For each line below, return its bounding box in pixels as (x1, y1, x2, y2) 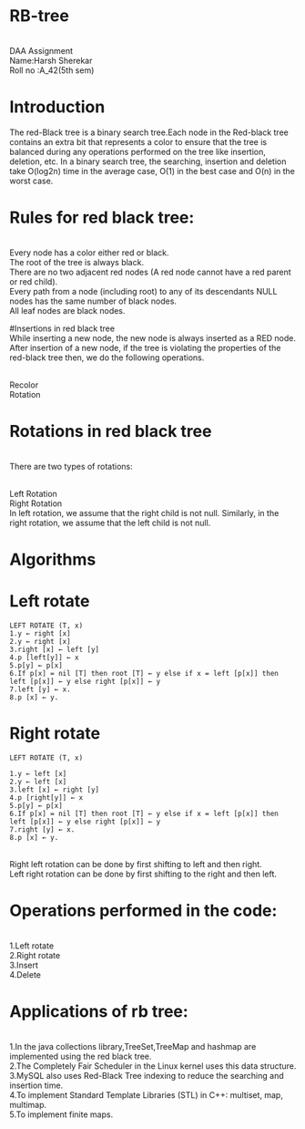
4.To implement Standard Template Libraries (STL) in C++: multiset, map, (9, 1089, 284, 1100)
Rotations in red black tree (9, 421, 212, 441)
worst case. (9, 175, 54, 186)
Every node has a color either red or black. (9, 247, 170, 258)
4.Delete (9, 968, 42, 980)
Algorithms (9, 549, 97, 570)
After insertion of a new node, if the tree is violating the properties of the (9, 342, 281, 353)
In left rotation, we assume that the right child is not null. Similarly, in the (9, 507, 280, 518)
